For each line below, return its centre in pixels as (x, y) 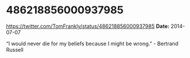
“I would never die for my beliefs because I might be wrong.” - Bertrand (92, 43)
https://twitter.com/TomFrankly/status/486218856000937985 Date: (88, 26)
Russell (15, 49)
